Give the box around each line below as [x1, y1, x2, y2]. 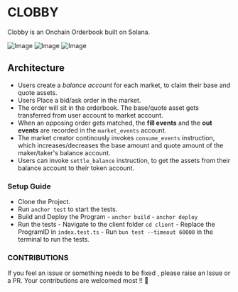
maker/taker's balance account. [17, 148, 111, 157]
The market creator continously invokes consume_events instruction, [17, 133, 215, 142]
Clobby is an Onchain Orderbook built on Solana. [7, 28, 151, 36]
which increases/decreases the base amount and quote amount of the [17, 141, 224, 150]
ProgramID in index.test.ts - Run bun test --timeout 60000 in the [17, 228, 213, 236]
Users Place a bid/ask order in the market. [17, 96, 141, 104]
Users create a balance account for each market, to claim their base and [17, 81, 231, 89]
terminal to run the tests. [17, 235, 90, 244]
